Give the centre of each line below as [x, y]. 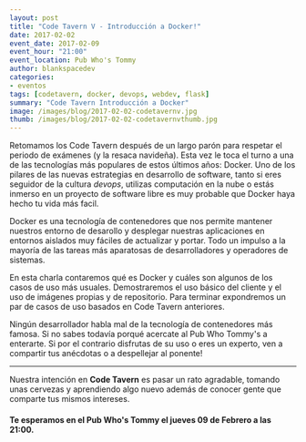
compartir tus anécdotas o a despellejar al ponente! [106, 354]
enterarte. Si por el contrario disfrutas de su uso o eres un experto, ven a [146, 344]
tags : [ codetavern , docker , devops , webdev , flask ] [109, 94]
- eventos [28, 86]
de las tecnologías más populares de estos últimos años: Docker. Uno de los [153, 165]
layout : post [34, 18]
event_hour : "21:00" [49, 52]
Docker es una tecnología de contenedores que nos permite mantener [141, 221]
